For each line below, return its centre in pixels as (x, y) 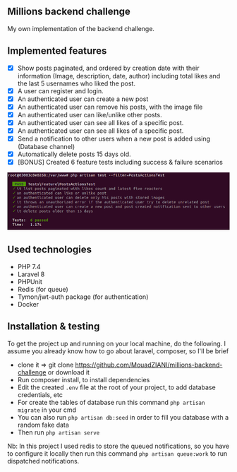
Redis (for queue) (43, 289)
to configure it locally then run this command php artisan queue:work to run (117, 453)
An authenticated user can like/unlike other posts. (90, 114)
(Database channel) (46, 147)
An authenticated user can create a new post (83, 99)
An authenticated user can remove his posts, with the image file (110, 107)
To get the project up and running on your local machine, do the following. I (117, 343)
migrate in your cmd (47, 410)
